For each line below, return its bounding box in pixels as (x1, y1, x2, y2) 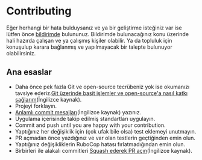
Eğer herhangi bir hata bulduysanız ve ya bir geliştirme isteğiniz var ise (6, 24, 182, 31)
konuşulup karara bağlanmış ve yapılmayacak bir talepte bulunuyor (6, 43, 173, 51)
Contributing (6, 4, 72, 18)
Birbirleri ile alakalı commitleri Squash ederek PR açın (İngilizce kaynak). (14, 147, 193, 154)
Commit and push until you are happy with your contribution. (14, 122, 166, 129)
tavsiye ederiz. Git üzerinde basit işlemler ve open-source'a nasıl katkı (14, 89, 188, 97)
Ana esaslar (6, 67, 52, 78)
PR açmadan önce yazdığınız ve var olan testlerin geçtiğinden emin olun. (14, 134, 196, 141)
